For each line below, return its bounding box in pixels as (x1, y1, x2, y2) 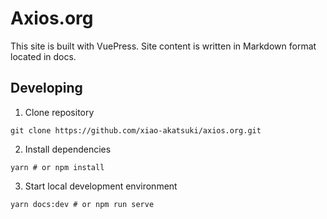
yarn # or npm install (10, 162, 105, 172)
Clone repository (24, 106, 95, 118)
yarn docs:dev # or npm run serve (10, 199, 155, 209)
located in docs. (10, 50, 77, 62)
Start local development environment (24, 180, 178, 192)
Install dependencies (24, 143, 112, 155)
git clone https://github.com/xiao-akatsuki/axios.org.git (10, 125, 262, 136)
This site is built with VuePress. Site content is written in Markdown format (10, 40, 317, 52)
